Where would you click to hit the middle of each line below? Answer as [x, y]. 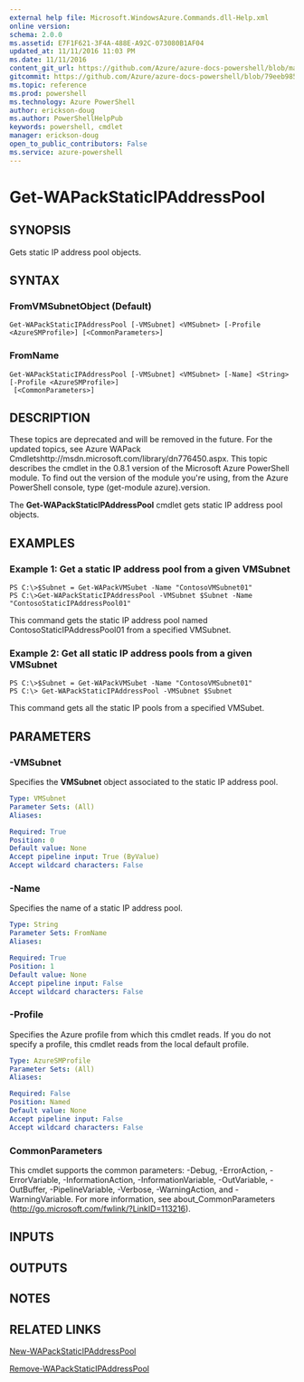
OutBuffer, [28, 1189]
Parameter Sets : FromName [58, 933]
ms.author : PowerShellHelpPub [66, 118]
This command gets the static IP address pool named [109, 620]
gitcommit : [30, 77]
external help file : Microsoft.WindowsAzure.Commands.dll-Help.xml [139, 18]
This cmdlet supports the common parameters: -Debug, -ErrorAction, [139, 1170]
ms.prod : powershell [48, 93]
